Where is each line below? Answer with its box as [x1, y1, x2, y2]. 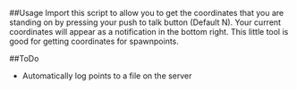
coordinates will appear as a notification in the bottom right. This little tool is [9, 27, 289, 37]
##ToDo [9, 53, 39, 63]
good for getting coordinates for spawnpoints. [9, 36, 179, 46]
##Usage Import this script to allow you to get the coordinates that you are [9, 8, 284, 18]
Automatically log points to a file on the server [21, 70, 192, 81]
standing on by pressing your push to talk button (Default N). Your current [9, 17, 282, 28]
